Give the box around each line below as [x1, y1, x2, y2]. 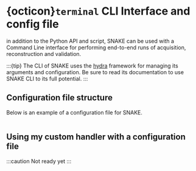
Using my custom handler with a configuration [6, 132, 186, 142]
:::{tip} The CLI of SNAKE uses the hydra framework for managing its [6, 62, 178, 69]
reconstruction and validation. [6, 50, 82, 57]
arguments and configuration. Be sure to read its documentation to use [6, 68, 184, 75]
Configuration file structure [6, 92, 113, 103]
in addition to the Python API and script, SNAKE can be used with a [6, 37, 175, 44]
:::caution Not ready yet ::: [6, 157, 72, 165]
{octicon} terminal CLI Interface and [6, 4, 191, 18]
